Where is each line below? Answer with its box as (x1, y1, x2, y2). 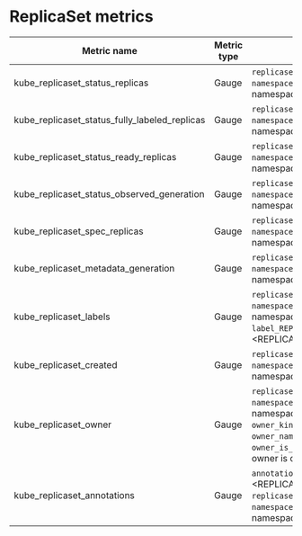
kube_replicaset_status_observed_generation (13, 187, 205, 200)
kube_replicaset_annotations (13, 488, 135, 501)
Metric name (82, 44, 138, 57)
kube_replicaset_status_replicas (13, 76, 149, 89)
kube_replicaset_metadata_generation (13, 262, 175, 274)
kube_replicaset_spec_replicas (13, 225, 144, 237)
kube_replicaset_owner (13, 418, 112, 431)
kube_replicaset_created (13, 358, 118, 371)
